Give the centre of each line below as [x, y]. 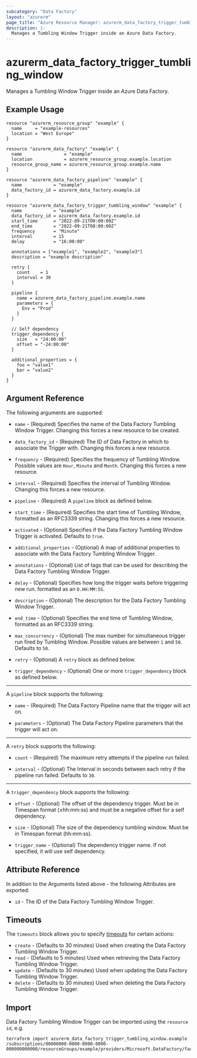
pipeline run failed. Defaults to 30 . [55, 775]
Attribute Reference [43, 870]
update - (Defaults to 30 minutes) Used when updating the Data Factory [101, 970]
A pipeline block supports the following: [55, 694]
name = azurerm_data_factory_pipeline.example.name [81, 298]
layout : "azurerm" [28, 17]
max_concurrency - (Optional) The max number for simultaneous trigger [100, 635]
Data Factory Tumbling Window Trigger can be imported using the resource [97, 1022]
